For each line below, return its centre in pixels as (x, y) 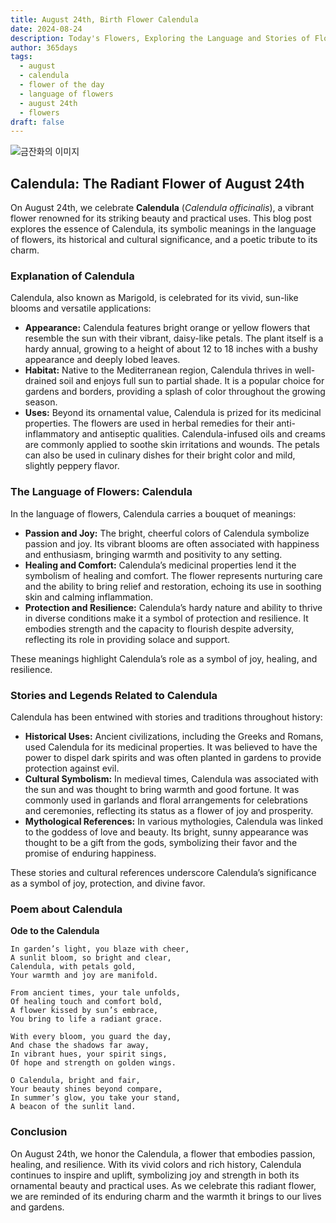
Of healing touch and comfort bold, (86, 1002)
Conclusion (39, 1132)
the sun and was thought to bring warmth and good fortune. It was (162, 789)
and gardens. (37, 1207)
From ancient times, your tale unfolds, (96, 993)
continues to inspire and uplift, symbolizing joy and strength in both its (155, 1175)
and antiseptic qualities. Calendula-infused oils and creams (203, 434)
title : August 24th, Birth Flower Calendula (104, 19)
